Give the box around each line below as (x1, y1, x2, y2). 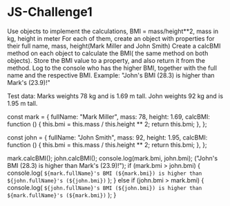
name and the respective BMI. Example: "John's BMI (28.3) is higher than (7, 71, 215, 79)
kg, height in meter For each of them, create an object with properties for (7, 34, 215, 42)
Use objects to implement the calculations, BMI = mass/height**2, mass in (7, 27, 219, 35)
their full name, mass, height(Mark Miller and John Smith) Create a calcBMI (7, 41, 221, 50)
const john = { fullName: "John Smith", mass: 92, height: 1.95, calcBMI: (7, 133, 208, 142)
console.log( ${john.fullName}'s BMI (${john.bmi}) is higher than (7, 183, 202, 191)
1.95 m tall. (7, 99, 38, 107)
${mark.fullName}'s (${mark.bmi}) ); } (7, 191, 117, 199)
